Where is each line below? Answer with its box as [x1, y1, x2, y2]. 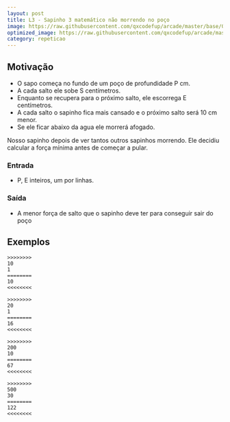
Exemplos [7, 236, 50, 248]
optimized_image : [7, 29, 57, 36]
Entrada [7, 161, 34, 170]
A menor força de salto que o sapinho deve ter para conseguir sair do [16, 209, 214, 217]
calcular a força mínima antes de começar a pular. [7, 143, 149, 152]
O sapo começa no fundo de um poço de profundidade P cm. [16, 79, 190, 87]
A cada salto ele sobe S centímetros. [16, 86, 121, 95]
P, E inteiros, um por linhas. [16, 176, 94, 185]
